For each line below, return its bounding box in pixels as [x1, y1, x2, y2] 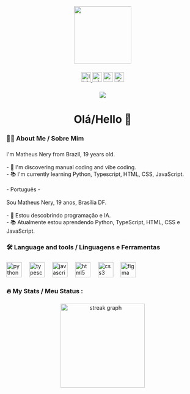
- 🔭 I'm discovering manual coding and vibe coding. [6, 163, 136, 170]
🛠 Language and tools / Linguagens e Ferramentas [6, 243, 161, 251]
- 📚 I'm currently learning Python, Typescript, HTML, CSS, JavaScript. [6, 170, 185, 178]
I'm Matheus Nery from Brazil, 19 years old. [6, 150, 115, 158]
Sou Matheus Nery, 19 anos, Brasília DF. [6, 199, 107, 206]
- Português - [6, 186, 41, 193]
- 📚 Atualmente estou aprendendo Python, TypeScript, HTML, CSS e [6, 218, 180, 225]
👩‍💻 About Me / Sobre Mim [6, 134, 84, 142]
